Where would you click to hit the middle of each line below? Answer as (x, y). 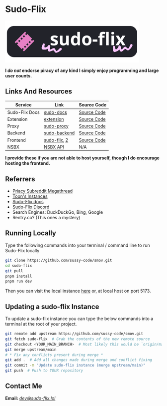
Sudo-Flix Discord (31, 207)
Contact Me (24, 386)
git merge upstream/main (31, 350)
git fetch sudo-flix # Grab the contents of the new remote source (78, 339)
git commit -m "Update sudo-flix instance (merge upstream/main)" (75, 366)
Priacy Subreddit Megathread (42, 191)
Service (23, 105)
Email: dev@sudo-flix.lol (30, 398)
